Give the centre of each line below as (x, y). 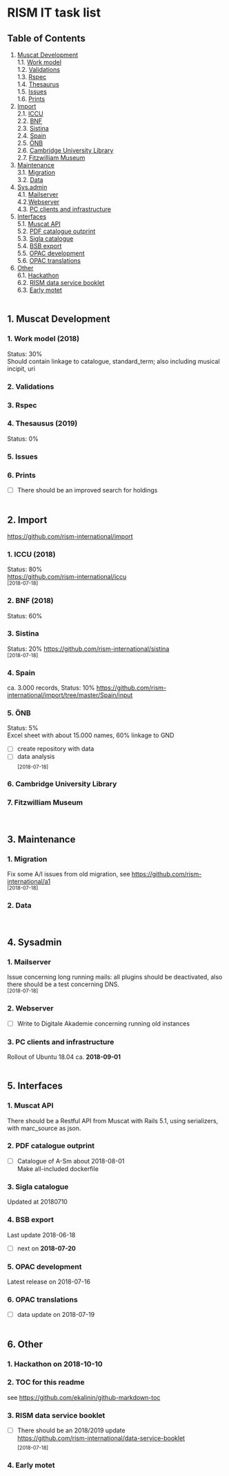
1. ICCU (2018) (31, 554)
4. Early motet (31, 1465)
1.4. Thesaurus (38, 84)
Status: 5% (23, 728)
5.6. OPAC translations (49, 260)
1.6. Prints (31, 99)
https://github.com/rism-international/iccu (67, 577)
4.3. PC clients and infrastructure (64, 209)
